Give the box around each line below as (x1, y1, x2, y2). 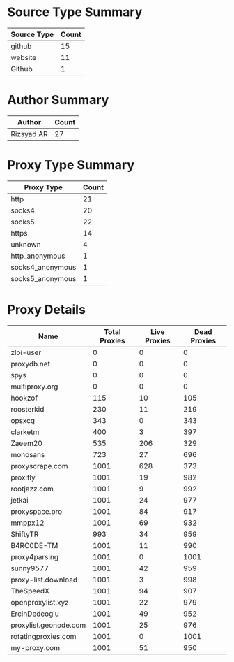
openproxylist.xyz (10, 597, 70, 607)
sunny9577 (10, 563, 49, 573)
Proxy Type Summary (7, 157, 134, 173)
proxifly (10, 473, 36, 482)
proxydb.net (10, 359, 51, 368)
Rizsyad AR (10, 129, 48, 138)
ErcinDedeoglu (10, 609, 59, 619)
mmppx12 (10, 518, 45, 528)
